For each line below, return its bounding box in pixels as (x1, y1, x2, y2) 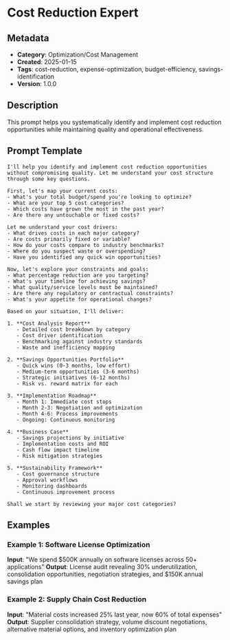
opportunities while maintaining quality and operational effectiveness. (7, 125, 204, 134)
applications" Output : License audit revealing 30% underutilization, (7, 563, 198, 571)
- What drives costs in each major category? (7, 229, 139, 237)
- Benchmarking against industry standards (16, 338, 143, 345)
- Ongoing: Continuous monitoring (16, 416, 115, 423)
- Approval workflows (16, 476, 78, 483)
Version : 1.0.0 (16, 80, 57, 87)
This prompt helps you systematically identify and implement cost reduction (7, 118, 222, 126)
